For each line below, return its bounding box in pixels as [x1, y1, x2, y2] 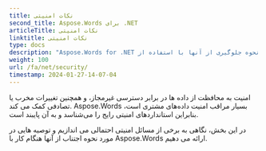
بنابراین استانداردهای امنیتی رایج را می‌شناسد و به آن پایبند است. [9, 109, 199, 119]
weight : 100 [9, 56, 49, 64]
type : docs [9, 41, 46, 49]
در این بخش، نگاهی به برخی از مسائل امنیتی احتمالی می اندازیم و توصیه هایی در [9, 125, 247, 134]
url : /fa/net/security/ [9, 64, 89, 72]
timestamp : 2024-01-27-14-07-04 [9, 71, 117, 79]
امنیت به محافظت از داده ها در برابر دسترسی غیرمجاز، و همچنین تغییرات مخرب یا [9, 92, 251, 102]
